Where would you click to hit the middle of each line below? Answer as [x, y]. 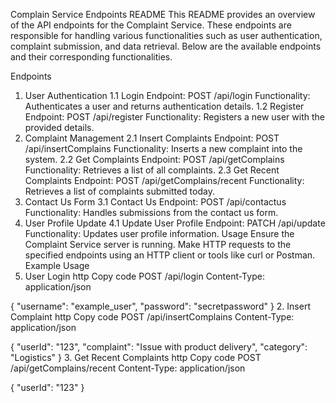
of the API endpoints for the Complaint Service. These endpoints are [151, 25]
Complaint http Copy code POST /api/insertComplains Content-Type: [152, 317]
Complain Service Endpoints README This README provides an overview [163, 14]
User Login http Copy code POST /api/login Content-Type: [144, 276]
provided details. [59, 127]
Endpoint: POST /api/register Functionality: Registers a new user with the [174, 117]
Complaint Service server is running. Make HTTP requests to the [158, 244]
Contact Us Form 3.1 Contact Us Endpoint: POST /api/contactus [155, 202]
